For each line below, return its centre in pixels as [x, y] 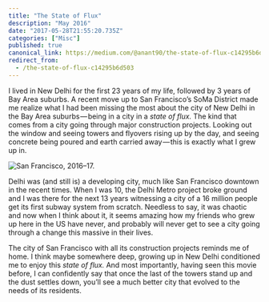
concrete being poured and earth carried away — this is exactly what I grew [132, 142]
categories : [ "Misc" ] [44, 38]
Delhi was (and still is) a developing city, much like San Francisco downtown [134, 181]
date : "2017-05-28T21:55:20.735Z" [66, 30]
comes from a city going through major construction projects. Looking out [130, 124]
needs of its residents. [45, 290]
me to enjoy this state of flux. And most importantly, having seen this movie [132, 264]
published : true [35, 46]
